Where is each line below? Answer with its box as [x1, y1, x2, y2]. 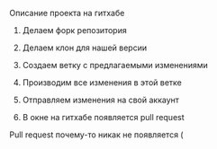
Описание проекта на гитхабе [9, 8, 125, 18]
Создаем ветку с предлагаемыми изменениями [22, 60, 209, 70]
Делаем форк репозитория [22, 25, 128, 35]
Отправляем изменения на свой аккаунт [22, 94, 180, 105]
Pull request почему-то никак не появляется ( [9, 129, 184, 140]
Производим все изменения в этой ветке [22, 77, 182, 88]
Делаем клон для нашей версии [22, 42, 147, 53]
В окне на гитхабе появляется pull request [22, 112, 185, 122]
